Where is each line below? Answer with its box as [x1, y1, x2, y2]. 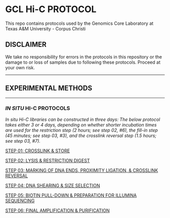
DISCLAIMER [5, 40, 47, 49]
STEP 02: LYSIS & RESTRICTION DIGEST [5, 157, 90, 163]
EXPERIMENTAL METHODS [5, 84, 93, 93]
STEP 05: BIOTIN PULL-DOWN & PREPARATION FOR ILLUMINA [5, 192, 137, 198]
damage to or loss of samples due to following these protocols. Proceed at [5, 59, 161, 65]
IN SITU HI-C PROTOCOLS [5, 105, 70, 112]
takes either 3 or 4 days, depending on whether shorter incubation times [5, 121, 157, 127]
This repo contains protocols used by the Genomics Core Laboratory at [5, 20, 154, 26]
